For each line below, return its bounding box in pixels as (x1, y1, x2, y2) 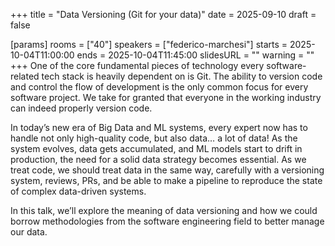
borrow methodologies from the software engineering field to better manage (10, 215, 325, 227)
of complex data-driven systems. (10, 185, 147, 197)
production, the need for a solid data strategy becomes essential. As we (10, 154, 307, 165)
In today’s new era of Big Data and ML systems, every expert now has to (10, 122, 308, 133)
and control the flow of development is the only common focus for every (10, 81, 309, 93)
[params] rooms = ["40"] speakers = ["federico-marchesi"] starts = (10, 39, 288, 50)
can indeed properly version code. (10, 102, 153, 114)
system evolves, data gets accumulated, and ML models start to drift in (10, 143, 303, 154)
